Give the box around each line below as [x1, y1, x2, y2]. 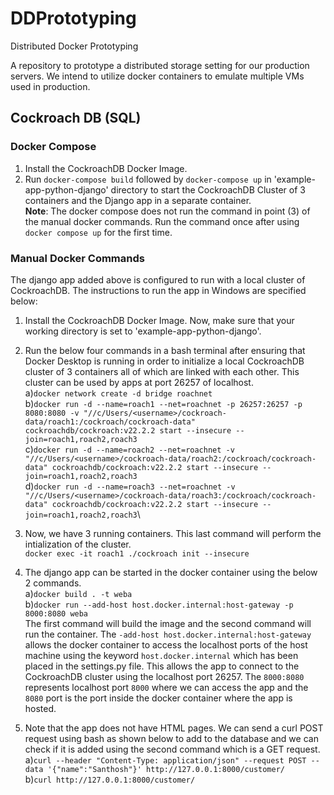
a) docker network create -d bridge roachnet [24, 387, 213, 399]
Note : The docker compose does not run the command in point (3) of [24, 205, 311, 217]
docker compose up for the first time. [24, 226, 173, 238]
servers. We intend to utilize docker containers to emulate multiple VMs [10, 70, 305, 82]
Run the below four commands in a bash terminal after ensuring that [24, 344, 306, 356]
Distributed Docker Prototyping [10, 40, 139, 52]
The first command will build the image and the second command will [24, 617, 312, 629]
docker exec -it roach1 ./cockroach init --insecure [24, 548, 250, 559]
